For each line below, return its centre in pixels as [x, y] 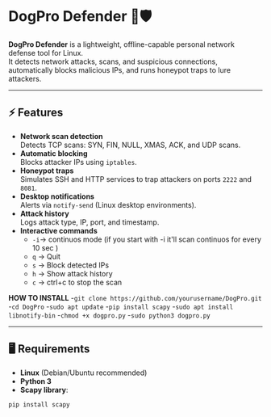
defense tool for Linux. [46, 53]
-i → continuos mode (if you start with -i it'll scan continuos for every [147, 239]
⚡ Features [36, 113]
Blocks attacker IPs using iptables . [78, 162]
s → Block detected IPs [71, 265]
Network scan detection [61, 136]
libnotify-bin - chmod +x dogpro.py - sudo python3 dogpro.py [110, 315]
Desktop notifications [57, 196]
